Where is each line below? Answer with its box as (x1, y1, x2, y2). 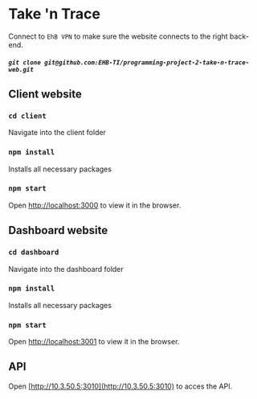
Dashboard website (8, 224, 108, 237)
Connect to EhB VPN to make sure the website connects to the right (8, 31, 228, 41)
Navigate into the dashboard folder (8, 264, 124, 274)
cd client (8, 111, 47, 121)
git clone (8, 58, 42, 67)
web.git (8, 65, 35, 73)
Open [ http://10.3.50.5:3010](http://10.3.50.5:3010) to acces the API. (8, 381, 233, 391)
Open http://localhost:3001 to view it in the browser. (8, 337, 180, 347)
